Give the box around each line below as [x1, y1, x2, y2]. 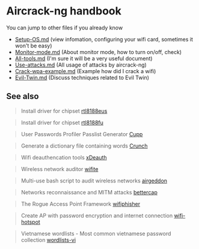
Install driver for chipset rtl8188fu [20, 119, 104, 126]
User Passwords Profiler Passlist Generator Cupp [20, 130, 143, 137]
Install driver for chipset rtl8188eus [20, 107, 108, 115]
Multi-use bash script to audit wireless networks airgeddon [20, 177, 167, 184]
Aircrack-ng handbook [6, 4, 121, 18]
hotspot [20, 218, 40, 226]
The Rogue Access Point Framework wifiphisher [20, 200, 140, 208]
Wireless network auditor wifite [20, 165, 99, 172]
